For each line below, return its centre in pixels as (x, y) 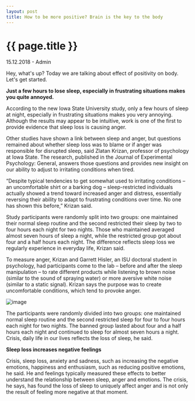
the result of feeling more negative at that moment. (67, 392)
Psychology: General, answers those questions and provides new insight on (97, 163)
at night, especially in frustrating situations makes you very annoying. (90, 115)
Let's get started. (27, 80)
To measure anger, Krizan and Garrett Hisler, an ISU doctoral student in (91, 260)
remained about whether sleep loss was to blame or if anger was (84, 145)
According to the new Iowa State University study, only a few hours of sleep (97, 108)
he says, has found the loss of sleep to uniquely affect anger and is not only (97, 386)
